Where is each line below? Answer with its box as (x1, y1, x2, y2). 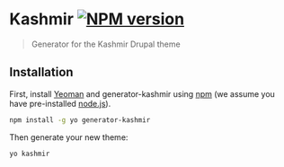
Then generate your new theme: (9, 131, 129, 143)
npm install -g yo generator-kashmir (9, 115, 151, 125)
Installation (9, 65, 74, 80)
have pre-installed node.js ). (9, 98, 111, 109)
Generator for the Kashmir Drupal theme (31, 39, 182, 49)
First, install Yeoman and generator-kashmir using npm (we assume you (9, 88, 276, 99)
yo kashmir (9, 149, 50, 158)
